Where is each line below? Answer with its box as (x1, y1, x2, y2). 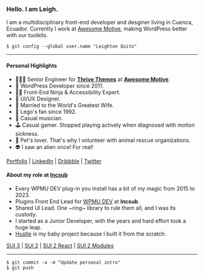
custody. (15, 211, 38, 218)
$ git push (6, 264, 34, 271)
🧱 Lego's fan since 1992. (15, 108, 77, 115)
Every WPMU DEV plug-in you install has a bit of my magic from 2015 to (15, 184, 195, 192)
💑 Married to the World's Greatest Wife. (15, 101, 114, 108)
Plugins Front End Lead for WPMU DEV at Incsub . (15, 197, 140, 205)
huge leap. (15, 223, 42, 231)
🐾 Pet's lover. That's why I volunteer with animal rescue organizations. (15, 136, 191, 144)
